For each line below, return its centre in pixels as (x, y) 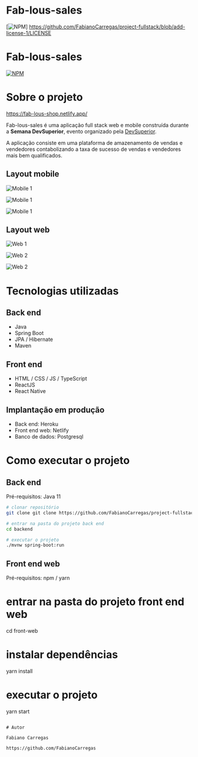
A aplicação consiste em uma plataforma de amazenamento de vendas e (94, 143)
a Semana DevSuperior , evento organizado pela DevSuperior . (82, 131)
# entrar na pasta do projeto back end (55, 524)
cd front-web (22, 631)
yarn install (19, 671)
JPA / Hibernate (34, 339)
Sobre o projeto (44, 97)
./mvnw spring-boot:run (35, 545)
